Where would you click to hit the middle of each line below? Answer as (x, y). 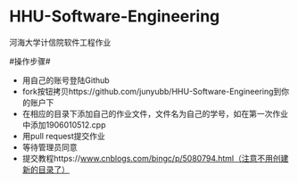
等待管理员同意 (50, 147)
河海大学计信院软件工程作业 (60, 42)
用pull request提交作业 (63, 136)
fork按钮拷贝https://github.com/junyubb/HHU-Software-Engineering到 (152, 91)
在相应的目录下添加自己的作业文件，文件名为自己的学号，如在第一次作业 (155, 113)
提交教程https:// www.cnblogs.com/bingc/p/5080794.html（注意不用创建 (155, 158)
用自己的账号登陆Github (66, 80)
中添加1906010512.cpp (64, 125)
